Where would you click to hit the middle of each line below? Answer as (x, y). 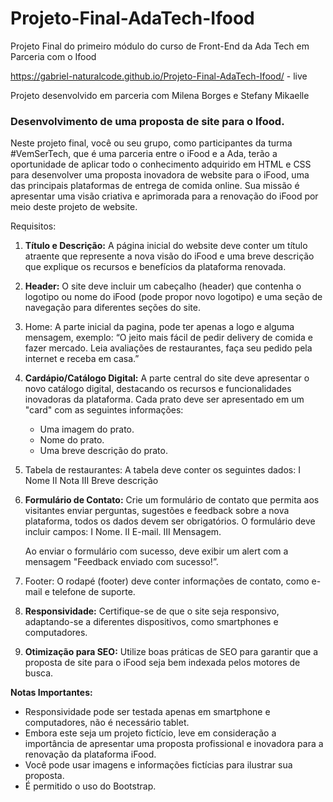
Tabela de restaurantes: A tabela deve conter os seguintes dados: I (162, 470)
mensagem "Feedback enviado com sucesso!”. (121, 562)
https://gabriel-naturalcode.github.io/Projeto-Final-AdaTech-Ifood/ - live (159, 76)
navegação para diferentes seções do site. (112, 308)
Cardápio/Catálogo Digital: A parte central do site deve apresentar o (167, 378)
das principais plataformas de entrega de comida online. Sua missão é (155, 186)
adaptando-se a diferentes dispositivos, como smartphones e (151, 622)
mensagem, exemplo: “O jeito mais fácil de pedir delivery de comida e (168, 338)
